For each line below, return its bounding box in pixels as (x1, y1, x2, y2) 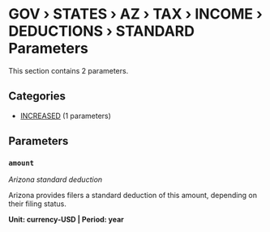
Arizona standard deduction (8, 175, 103, 184)
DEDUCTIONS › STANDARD (8, 22, 195, 40)
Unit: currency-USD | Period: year (8, 215, 124, 225)
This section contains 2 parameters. (8, 65, 129, 75)
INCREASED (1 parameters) (19, 111, 112, 120)
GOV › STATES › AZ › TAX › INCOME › (8, 5, 264, 23)
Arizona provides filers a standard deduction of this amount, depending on (8, 191, 258, 200)
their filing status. (8, 199, 66, 209)
